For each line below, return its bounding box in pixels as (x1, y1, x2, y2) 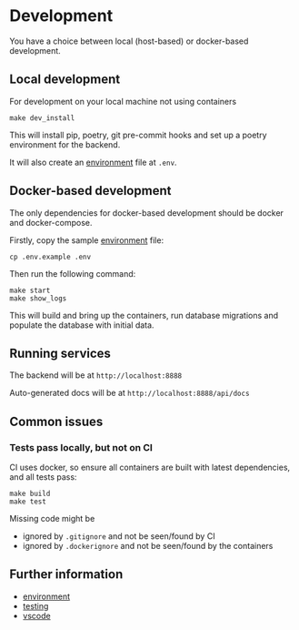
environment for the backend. (9, 138, 121, 150)
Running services (9, 345, 112, 361)
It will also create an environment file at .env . (9, 157, 177, 168)
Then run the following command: (9, 268, 136, 279)
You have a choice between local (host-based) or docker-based (9, 36, 249, 46)
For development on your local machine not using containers (9, 96, 237, 107)
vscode (22, 610, 52, 621)
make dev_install (9, 113, 75, 123)
